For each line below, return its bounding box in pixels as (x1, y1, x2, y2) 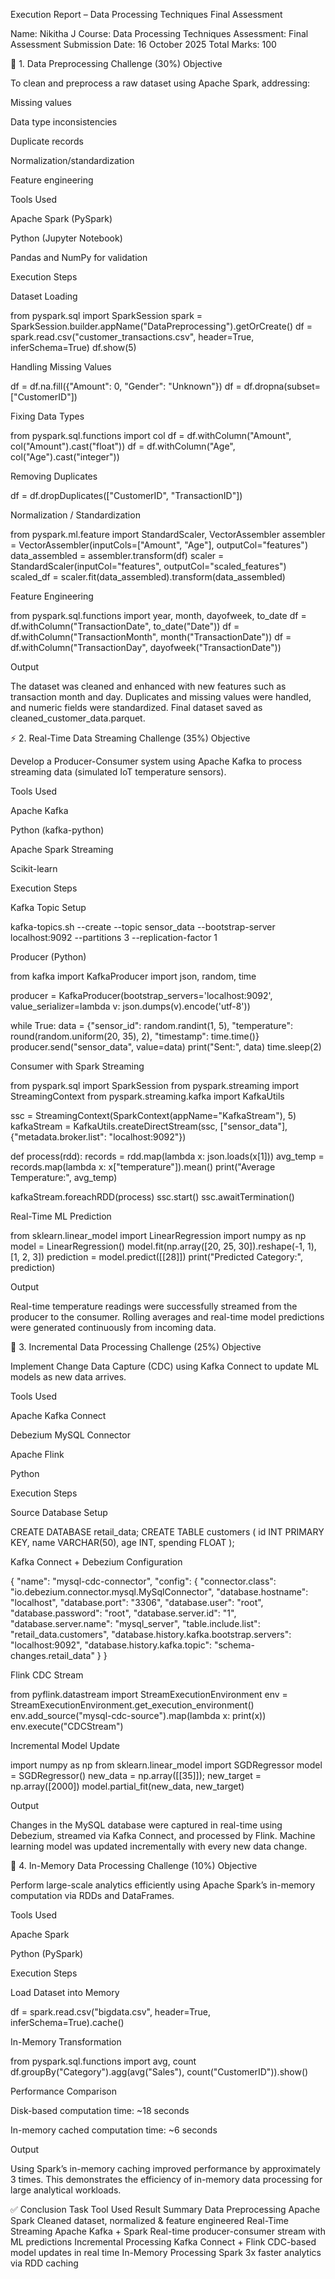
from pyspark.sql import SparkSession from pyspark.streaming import (10, 1080, 300, 1091)
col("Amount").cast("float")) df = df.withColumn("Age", (10, 440, 236, 452)
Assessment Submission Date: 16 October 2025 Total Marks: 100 (10, 39, 277, 50)
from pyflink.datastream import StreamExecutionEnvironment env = (10, 1689, 288, 1700)
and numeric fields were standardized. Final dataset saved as (10, 702, 263, 713)
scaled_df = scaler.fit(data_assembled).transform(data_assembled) (10, 571, 286, 583)
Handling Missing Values (10, 361, 112, 373)
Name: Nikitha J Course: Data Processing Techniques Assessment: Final (10, 28, 309, 39)
